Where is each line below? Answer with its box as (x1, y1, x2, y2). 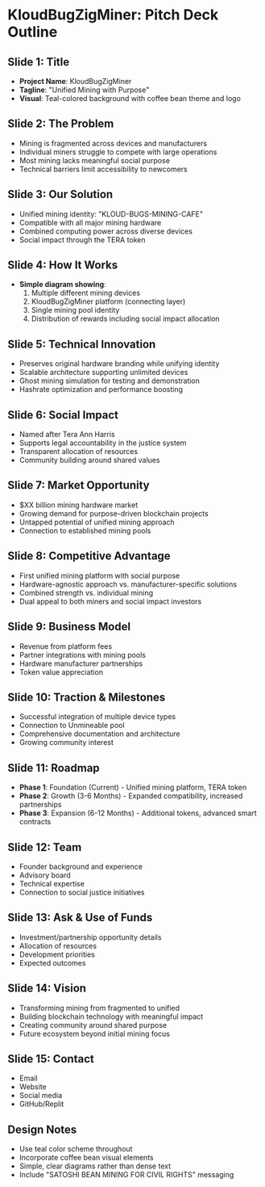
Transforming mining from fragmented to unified (19, 1003, 180, 1012)
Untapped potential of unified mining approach (19, 517, 175, 527)
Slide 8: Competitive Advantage (7, 549, 171, 563)
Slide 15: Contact (7, 1052, 94, 1066)
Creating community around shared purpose (19, 1020, 167, 1029)
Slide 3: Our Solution (7, 187, 114, 201)
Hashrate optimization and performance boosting (19, 385, 183, 394)
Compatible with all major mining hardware (19, 217, 162, 227)
